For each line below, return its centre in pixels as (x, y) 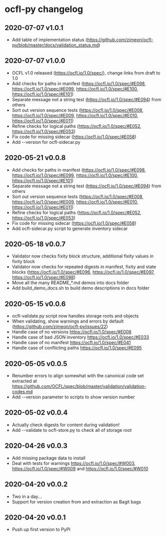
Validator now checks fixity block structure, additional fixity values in (82, 256)
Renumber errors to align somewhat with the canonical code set (78, 376)
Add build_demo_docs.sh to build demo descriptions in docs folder (81, 288)
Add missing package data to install (48, 458)
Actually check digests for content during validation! (66, 425)
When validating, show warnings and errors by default (68, 321)
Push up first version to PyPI (41, 529)
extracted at (24, 381)
